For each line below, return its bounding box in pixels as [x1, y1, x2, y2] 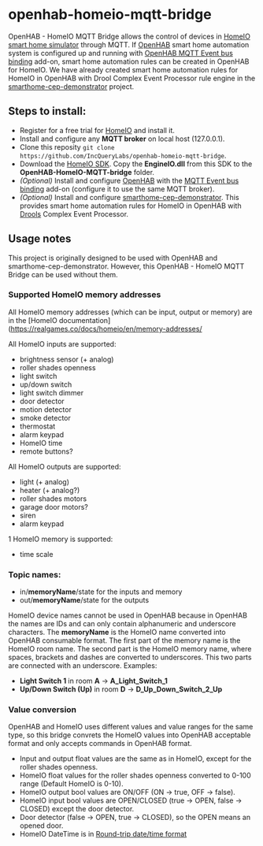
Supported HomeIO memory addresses [8, 289, 161, 300]
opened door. [19, 821, 64, 830]
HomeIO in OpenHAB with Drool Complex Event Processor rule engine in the [8, 73, 256, 83]
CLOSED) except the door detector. [19, 804, 135, 814]
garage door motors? [19, 502, 88, 511]
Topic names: [8, 569, 61, 580]
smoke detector [19, 413, 71, 422]
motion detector [19, 404, 72, 414]
